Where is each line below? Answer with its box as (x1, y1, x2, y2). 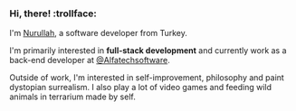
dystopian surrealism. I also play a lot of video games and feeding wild (9, 82, 272, 93)
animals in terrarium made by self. (9, 91, 136, 102)
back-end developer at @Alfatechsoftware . (9, 55, 170, 66)
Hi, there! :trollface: (9, 7, 97, 20)
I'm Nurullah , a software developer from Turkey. (9, 28, 188, 39)
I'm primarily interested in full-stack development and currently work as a (9, 45, 287, 56)
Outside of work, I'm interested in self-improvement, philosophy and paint (9, 72, 285, 83)
